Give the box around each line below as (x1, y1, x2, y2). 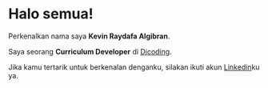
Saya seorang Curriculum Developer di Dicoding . (8, 46, 172, 56)
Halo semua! (8, 5, 94, 23)
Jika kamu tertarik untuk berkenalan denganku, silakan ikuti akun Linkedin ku (8, 62, 260, 72)
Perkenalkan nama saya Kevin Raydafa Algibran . (8, 31, 170, 41)
